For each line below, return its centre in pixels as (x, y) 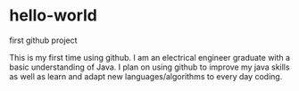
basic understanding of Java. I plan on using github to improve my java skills (149, 67)
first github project (43, 40)
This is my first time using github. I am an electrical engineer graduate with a (150, 57)
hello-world (54, 16)
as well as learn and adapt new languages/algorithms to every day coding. (146, 76)
